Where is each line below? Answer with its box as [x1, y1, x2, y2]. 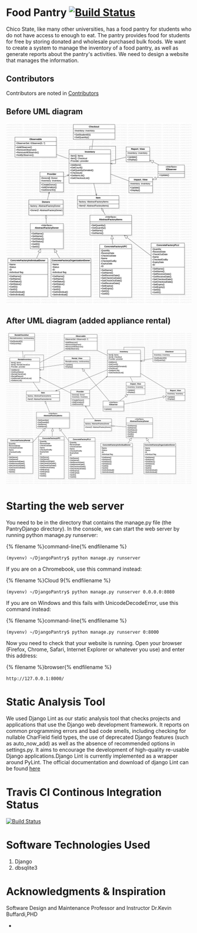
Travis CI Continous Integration [6, 785, 162, 799]
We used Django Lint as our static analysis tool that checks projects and [6, 715, 181, 722]
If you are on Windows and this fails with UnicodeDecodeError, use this [6, 599, 179, 606]
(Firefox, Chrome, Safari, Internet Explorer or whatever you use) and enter [6, 646, 185, 653]
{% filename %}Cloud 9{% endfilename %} [6, 577, 111, 584]
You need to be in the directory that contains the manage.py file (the [6, 519, 172, 526]
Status [6, 798, 39, 811]
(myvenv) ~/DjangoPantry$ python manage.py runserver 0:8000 [6, 629, 159, 635]
